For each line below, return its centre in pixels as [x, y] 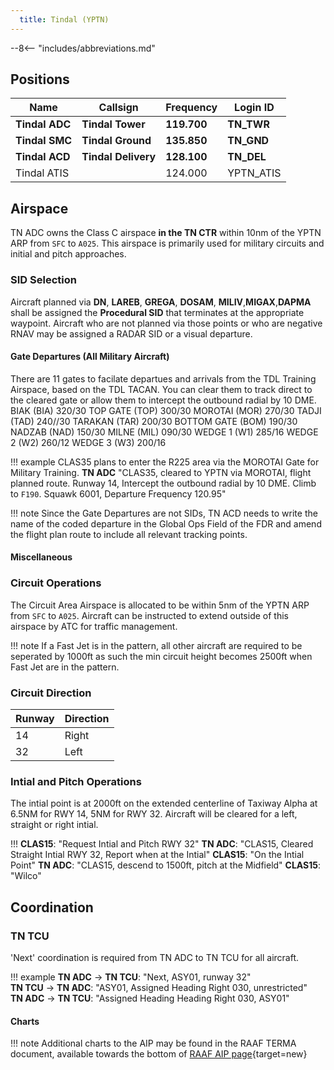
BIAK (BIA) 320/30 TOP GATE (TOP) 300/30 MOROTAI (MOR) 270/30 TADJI [166, 410]
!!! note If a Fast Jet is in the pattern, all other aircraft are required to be [156, 645]
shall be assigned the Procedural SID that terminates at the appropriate [157, 312]
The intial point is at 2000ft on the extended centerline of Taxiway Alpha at [164, 803]
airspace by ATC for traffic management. [94, 626]
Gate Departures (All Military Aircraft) [90, 357]
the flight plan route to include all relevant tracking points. [129, 534]
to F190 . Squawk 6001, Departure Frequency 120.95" [118, 493]
